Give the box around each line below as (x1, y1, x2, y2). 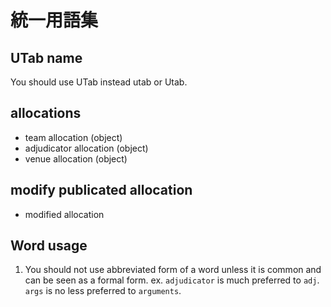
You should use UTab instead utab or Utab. (10, 76, 188, 88)
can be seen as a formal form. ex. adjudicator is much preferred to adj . (24, 274, 320, 286)
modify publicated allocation (10, 182, 193, 199)
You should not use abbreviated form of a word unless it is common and (24, 264, 322, 276)
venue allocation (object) (24, 152, 128, 165)
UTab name (10, 49, 83, 66)
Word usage (10, 237, 88, 255)
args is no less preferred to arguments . (24, 285, 182, 297)
